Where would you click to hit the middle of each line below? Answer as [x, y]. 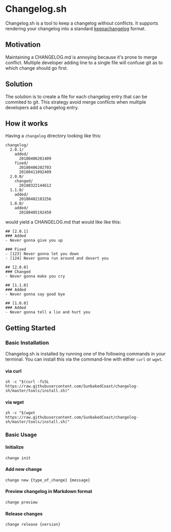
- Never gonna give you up [34, 241]
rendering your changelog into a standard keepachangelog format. [76, 28]
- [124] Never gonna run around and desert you [57, 259]
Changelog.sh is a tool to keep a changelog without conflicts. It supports [82, 23]
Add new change [24, 469]
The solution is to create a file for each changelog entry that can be [76, 96]
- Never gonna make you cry [35, 277]
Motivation [23, 45]
